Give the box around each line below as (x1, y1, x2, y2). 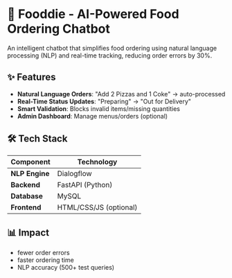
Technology (77, 157, 118, 166)
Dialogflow (57, 168, 92, 178)
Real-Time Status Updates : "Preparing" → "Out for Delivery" (17, 97, 192, 105)
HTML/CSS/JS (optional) (57, 202, 138, 212)
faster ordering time (17, 256, 74, 264)
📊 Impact (7, 227, 50, 238)
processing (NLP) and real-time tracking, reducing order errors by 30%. (7, 51, 213, 60)
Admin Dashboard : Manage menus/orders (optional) (17, 112, 168, 120)
